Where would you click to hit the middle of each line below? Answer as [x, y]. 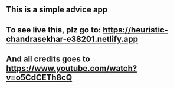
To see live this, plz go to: [54, 30]
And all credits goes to [48, 59]
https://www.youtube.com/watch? [72, 68]
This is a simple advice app [57, 10]
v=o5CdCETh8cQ [39, 78]
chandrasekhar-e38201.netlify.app [72, 39]
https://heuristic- [135, 30]
